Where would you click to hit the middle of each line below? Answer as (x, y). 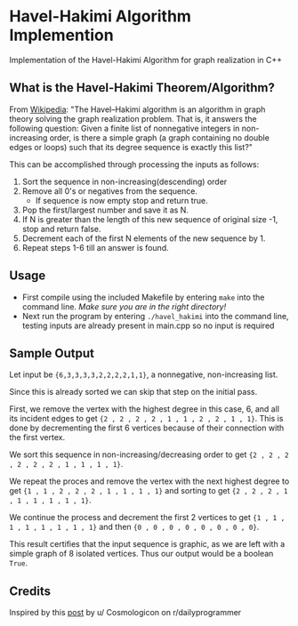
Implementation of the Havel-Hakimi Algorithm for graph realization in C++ (146, 60)
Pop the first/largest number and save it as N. (105, 210)
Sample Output (52, 353)
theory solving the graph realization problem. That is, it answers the (133, 118)
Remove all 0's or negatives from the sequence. (110, 191)
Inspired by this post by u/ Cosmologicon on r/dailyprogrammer (125, 613)
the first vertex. (37, 437)
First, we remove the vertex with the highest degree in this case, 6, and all (145, 409)
